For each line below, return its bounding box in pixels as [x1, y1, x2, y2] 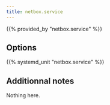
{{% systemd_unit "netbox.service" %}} [6, 58, 105, 66]
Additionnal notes [6, 76, 75, 86]
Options [6, 43, 37, 53]
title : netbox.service [6, 8, 63, 15]
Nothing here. [6, 92, 40, 99]
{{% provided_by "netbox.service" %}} [6, 25, 103, 32]
